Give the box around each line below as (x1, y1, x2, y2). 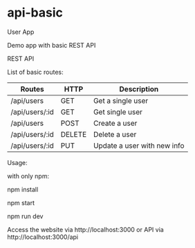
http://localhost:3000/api (7, 233, 78, 241)
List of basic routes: (7, 68, 64, 76)
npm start (7, 198, 35, 207)
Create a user (93, 118, 138, 128)
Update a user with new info (93, 140, 185, 150)
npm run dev (7, 212, 44, 220)
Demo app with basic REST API (7, 41, 96, 49)
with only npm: (7, 171, 50, 180)
